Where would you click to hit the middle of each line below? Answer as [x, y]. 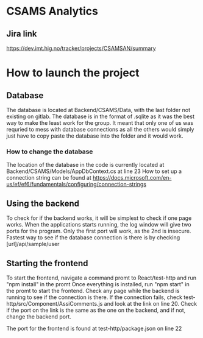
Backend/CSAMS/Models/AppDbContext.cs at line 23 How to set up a [94, 171]
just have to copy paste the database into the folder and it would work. [95, 136]
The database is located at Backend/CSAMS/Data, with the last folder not [98, 110]
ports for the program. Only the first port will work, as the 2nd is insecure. [99, 231]
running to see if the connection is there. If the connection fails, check [94, 297]
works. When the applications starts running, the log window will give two [99, 225]
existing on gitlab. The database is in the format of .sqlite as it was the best [101, 116]
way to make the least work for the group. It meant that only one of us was [100, 123]
